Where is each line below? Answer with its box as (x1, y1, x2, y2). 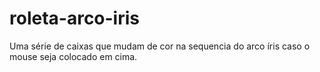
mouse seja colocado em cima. (9, 50, 138, 62)
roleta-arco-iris (9, 7, 141, 30)
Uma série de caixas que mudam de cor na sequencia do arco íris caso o (9, 40, 311, 52)
